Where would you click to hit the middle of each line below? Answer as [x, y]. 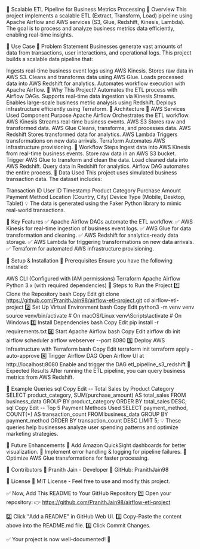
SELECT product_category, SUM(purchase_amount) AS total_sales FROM [96, 395]
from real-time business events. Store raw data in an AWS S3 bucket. [91, 153]
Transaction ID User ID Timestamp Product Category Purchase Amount [93, 191]
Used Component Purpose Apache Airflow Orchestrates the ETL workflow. [98, 115]
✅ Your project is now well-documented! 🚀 [59, 539]
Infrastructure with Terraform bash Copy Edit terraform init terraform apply [98, 349]
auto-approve [23, 356]
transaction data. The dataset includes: [54, 179]
